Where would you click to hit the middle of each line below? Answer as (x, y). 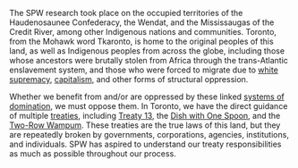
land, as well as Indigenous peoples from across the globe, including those (147, 51)
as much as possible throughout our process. (93, 154)
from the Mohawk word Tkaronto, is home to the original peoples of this (142, 41)
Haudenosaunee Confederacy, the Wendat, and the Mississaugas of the (142, 22)
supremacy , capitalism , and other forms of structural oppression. (129, 79)
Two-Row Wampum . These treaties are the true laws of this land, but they (145, 125)
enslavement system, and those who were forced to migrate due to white (144, 70)
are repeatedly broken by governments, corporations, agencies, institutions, (149, 134)
